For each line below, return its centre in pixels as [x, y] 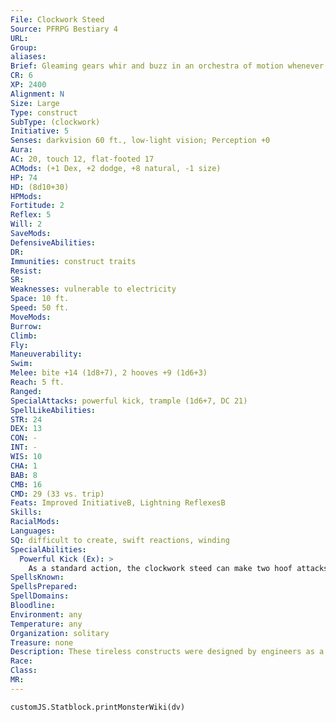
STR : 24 [26, 419]
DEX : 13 [26, 429]
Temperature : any [46, 624]
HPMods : [26, 196]
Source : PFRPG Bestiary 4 [64, 29]
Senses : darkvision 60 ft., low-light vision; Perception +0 [140, 141]
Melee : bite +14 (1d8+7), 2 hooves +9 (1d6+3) [109, 373]
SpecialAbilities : [48, 549]
